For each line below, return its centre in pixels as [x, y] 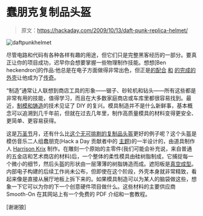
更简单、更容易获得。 [33, 120]
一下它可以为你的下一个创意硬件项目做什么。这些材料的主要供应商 [93, 186]
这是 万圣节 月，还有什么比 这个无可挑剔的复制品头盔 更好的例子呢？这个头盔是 [101, 133]
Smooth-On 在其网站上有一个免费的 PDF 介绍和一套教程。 [79, 194]
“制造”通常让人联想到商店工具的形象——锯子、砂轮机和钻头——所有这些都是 [101, 90]
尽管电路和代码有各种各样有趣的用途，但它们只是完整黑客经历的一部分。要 [99, 54]
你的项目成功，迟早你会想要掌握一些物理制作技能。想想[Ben [91, 62]
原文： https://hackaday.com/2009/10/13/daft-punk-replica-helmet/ [105, 30]
